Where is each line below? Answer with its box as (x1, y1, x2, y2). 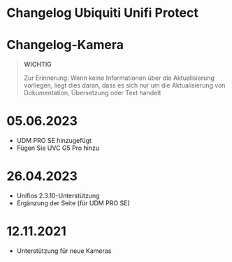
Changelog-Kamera (6, 37, 124, 53)
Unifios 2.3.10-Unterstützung (16, 191, 100, 200)
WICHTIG (23, 60, 52, 69)
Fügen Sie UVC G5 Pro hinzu (16, 144, 100, 152)
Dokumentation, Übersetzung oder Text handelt (23, 89, 161, 97)
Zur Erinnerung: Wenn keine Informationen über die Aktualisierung (23, 74, 215, 82)
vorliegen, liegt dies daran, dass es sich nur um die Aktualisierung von (23, 81, 226, 90)
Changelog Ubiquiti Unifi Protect (6, 5, 198, 21)
